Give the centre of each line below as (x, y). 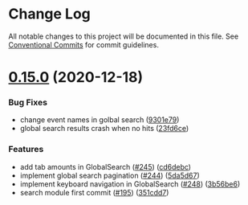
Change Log (49, 14)
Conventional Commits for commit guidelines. (83, 44)
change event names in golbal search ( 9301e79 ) (100, 120)
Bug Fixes (28, 103)
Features (26, 150)
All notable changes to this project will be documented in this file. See (124, 36)
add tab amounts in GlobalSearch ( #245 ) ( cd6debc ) (105, 166)
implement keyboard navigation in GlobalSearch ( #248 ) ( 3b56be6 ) (130, 184)
